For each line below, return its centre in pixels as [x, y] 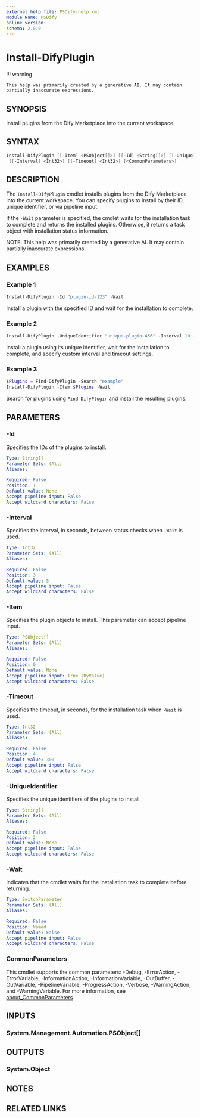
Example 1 [21, 284]
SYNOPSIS [26, 109]
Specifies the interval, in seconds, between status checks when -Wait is [95, 531]
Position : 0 [21, 665]
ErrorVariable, [23, 978]
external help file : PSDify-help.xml [53, 12]
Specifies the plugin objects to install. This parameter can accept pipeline [96, 620]
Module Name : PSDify [32, 17]
